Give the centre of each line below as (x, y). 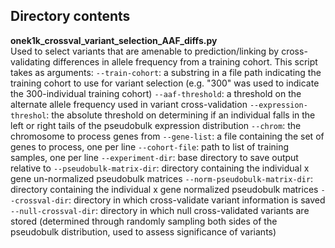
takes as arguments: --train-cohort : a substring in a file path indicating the (166, 72)
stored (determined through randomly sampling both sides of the (144, 221)
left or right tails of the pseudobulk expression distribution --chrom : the (156, 125)
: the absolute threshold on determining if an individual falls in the (181, 115)
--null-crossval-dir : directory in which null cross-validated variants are (160, 210)
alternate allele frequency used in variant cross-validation (129, 104)
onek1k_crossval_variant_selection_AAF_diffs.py (114, 40)
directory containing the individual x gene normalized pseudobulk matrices (164, 189)
